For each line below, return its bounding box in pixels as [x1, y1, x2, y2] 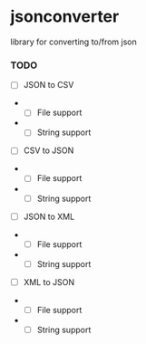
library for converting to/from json [10, 36, 137, 47]
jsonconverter [10, 6, 120, 27]
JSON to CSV [23, 80, 74, 91]
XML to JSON [23, 276, 75, 287]
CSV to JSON [23, 145, 74, 156]
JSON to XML [23, 211, 75, 222]
